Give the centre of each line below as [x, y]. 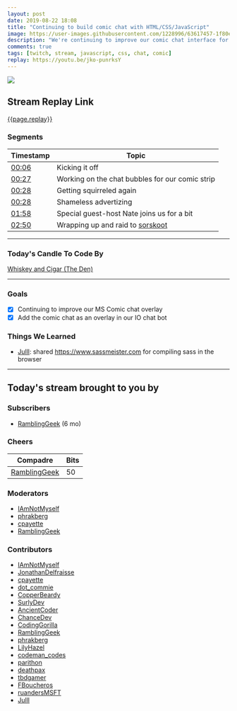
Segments [25, 137]
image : [17, 34]
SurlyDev [31, 603]
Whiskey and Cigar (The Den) [50, 269]
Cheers [20, 441]
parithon [30, 663]
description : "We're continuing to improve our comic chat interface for [118, 40]
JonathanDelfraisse [46, 572]
